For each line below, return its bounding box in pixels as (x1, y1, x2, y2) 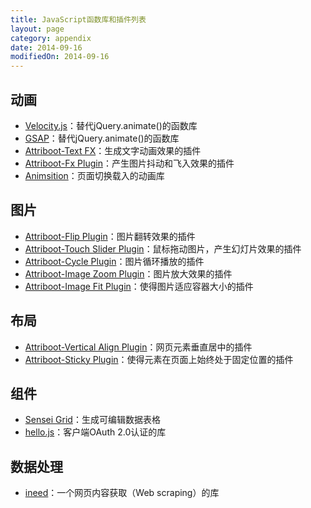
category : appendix (10, 33, 92, 43)
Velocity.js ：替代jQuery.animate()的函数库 (24, 119, 198, 131)
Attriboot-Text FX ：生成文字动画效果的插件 (24, 144, 202, 156)
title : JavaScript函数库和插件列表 (10, 14, 147, 25)
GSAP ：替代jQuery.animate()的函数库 (24, 132, 180, 144)
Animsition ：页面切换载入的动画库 (24, 169, 165, 181)
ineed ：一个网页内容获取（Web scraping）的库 (24, 487, 220, 499)
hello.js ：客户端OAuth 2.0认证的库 (24, 426, 167, 438)
